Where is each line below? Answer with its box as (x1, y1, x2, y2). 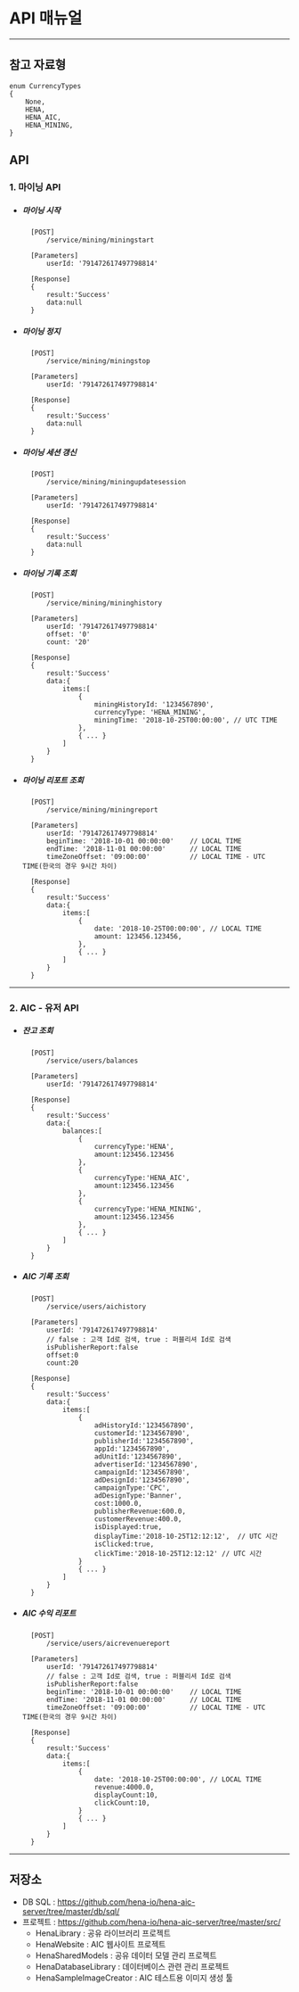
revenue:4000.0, (93, 1782, 155, 1791)
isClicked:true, (93, 1540, 155, 1549)
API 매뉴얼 (9, 8, 83, 29)
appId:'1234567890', (93, 1444, 171, 1453)
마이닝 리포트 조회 (21, 774, 85, 785)
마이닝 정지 (21, 326, 61, 336)
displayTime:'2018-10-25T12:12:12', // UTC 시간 (93, 1532, 279, 1541)
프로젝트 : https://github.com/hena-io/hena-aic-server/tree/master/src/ (21, 1916, 281, 1927)
